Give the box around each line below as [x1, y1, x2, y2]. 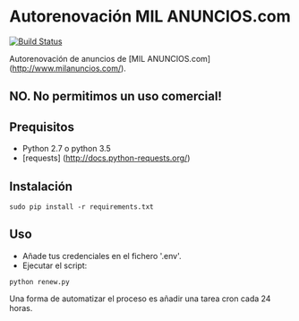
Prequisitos [9, 119, 74, 134]
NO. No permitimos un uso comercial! [9, 89, 222, 104]
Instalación [9, 178, 73, 194]
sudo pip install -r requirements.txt [9, 202, 154, 212]
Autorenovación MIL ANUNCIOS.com [9, 6, 291, 27]
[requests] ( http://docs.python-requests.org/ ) [21, 152, 191, 163]
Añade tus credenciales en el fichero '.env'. [21, 250, 182, 261]
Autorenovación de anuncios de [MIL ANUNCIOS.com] [9, 53, 211, 64]
